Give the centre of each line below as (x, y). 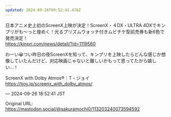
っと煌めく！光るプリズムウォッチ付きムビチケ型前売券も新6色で (96, 32)
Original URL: (19, 103)
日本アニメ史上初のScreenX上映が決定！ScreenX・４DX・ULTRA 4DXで (81, 25)
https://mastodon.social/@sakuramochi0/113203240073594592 (73, 109)
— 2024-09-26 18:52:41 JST (35, 93)
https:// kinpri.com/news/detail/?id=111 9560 (51, 43)
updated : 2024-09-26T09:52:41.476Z (43, 10)
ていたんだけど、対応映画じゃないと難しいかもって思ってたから (81, 61)
